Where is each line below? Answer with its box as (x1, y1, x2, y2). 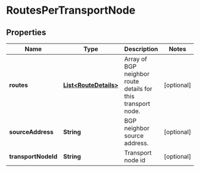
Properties (6, 27, 46, 37)
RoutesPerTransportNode (6, 4, 136, 17)
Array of (124, 55, 148, 63)
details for (124, 85, 153, 93)
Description (124, 45, 158, 53)
